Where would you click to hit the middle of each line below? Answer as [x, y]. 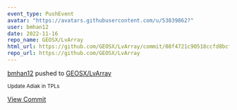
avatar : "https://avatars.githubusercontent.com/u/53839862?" [101, 20]
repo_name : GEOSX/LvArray [45, 40]
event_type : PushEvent [41, 14]
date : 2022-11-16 [33, 33]
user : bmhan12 [28, 27]
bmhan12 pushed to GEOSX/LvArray [59, 73]
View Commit [27, 99]
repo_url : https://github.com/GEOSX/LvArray [74, 54]
